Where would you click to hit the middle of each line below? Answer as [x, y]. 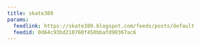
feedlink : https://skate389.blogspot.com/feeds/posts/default [104, 26]
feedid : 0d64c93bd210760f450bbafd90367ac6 [75, 32]
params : [18, 20]
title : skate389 [30, 13]
